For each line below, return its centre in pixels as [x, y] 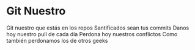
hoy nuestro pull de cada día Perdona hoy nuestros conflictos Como [92, 34]
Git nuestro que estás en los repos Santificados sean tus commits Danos [98, 28]
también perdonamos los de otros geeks [57, 40]
